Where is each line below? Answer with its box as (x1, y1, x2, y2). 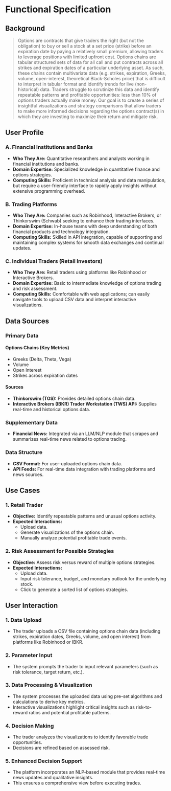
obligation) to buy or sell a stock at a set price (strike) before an (17, 43, 152, 49)
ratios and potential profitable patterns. (29, 709, 111, 715)
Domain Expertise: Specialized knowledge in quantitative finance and (12, 166, 160, 172)
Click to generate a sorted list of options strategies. (20, 586, 129, 593)
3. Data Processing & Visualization (5, 682, 92, 689)
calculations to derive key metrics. (12, 698, 85, 705)
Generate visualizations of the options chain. (20, 529, 114, 535)
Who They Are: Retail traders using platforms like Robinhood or (12, 269, 146, 276)
